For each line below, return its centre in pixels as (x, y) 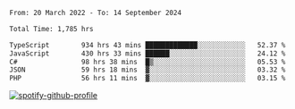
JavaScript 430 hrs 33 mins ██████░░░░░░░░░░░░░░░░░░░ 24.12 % (147, 54)
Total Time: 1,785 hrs (51, 29)
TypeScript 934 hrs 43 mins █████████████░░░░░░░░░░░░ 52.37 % (147, 45)
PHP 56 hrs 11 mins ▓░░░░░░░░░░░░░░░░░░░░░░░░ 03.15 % (147, 79)
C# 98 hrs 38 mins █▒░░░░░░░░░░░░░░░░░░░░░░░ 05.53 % (147, 62)
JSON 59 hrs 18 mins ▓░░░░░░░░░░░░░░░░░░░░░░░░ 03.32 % (147, 70)
